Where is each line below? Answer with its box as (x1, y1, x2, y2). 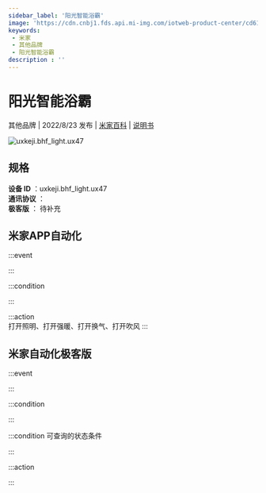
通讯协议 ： (8, 194, 45, 203)
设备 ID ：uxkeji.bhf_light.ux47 (8, 183, 108, 193)
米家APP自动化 (8, 229, 82, 243)
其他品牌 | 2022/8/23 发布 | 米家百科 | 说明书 (8, 120, 154, 129)
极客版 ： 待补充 (8, 203, 61, 213)
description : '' (8, 56, 66, 64)
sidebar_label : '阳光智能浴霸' (8, 11, 104, 20)
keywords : (8, 26, 41, 34)
